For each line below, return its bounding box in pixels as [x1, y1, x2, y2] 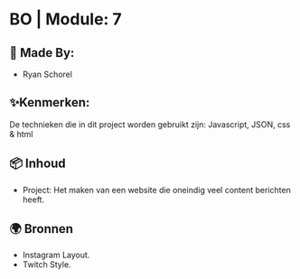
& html [9, 128, 33, 139]
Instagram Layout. [22, 249, 90, 261]
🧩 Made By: [9, 45, 75, 60]
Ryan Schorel [22, 69, 72, 79]
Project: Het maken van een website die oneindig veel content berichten [22, 184, 291, 195]
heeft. [22, 194, 45, 205]
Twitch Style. [22, 259, 71, 270]
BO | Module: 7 [9, 9, 122, 30]
